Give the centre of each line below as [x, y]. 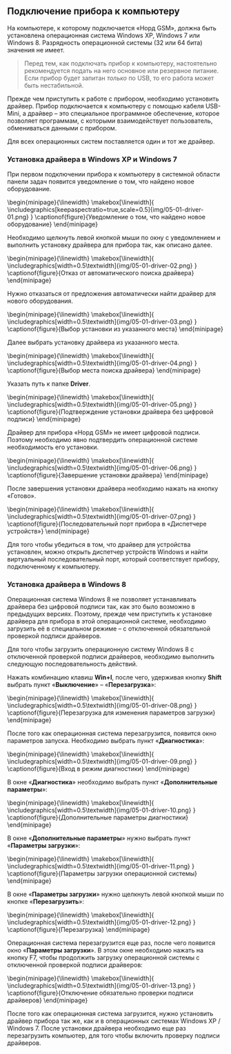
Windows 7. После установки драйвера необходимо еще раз [97, 1028]
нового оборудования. [40, 301]
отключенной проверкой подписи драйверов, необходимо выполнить [111, 657]
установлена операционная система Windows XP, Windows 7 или [103, 35]
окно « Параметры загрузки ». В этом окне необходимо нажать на [106, 951]
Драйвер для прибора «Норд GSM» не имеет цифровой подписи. [104, 432]
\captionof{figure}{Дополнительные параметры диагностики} [98, 817]
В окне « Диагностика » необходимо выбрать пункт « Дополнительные [112, 782]
